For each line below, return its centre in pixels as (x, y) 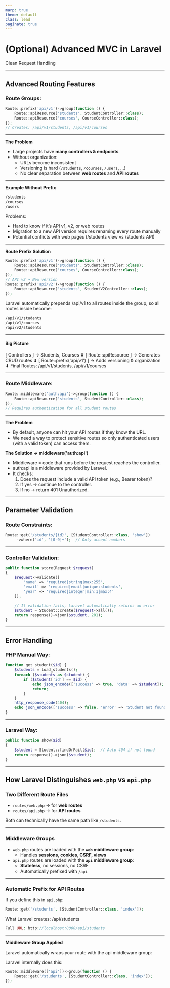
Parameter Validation (39, 510)
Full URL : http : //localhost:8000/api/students (55, 928)
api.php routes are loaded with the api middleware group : (73, 860)
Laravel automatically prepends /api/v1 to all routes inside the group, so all (82, 303)
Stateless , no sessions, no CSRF (54, 865)
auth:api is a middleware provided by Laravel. (60, 468)
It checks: (23, 473)
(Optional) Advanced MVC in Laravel (83, 49)
